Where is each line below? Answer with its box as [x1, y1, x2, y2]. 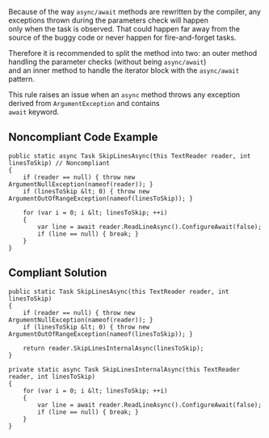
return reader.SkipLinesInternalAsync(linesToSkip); [23, 344, 204, 352]
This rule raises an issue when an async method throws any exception [8, 90, 241, 100]
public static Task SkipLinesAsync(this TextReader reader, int [8, 287, 229, 296]
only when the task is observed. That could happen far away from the [8, 24, 241, 33]
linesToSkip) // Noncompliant [8, 159, 111, 167]
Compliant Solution [8, 266, 107, 280]
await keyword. [8, 107, 60, 117]
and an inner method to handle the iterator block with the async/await [8, 66, 240, 75]
